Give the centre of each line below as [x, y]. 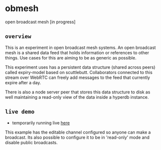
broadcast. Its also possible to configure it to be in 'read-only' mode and [77, 137]
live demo [20, 112]
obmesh [22, 8]
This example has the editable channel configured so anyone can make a [78, 132]
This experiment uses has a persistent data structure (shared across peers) [80, 67]
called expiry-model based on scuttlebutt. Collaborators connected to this [79, 72]
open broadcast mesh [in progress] [40, 22]
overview [18, 37]
